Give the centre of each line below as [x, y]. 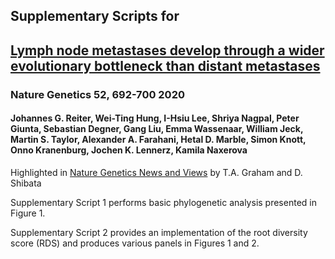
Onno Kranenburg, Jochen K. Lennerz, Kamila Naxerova [129, 150]
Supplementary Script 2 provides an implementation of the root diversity [159, 232]
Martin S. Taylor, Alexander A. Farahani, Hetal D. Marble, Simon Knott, [158, 140]
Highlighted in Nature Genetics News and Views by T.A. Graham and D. [156, 172]
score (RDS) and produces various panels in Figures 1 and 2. [135, 243]
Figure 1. [28, 213]
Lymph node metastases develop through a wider [167, 50]
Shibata [26, 183]
